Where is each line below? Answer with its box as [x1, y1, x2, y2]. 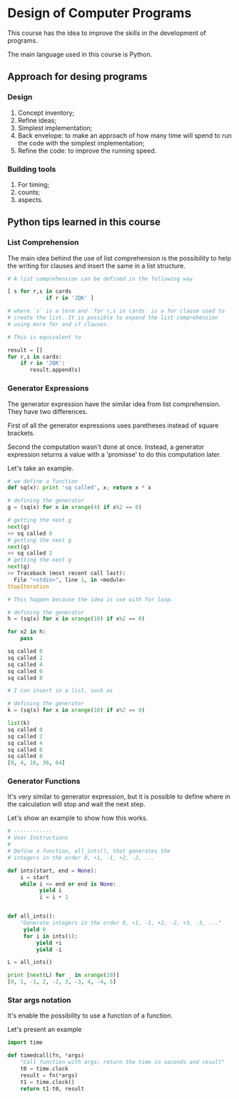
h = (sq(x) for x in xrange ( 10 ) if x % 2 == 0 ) [7, 615, 146, 622]
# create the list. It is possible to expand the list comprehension [7, 314, 219, 322]
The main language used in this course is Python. [7, 50, 153, 59]
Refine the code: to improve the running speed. [17, 146, 157, 155]
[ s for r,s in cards [7, 288, 72, 295]
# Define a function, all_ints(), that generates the [7, 848, 171, 855]
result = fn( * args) [20, 1072, 78, 1079]
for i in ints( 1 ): [23, 933, 78, 940]
